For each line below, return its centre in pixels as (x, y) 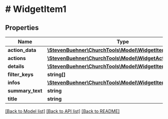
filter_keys (21, 74)
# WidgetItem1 (36, 9)
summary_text (25, 91)
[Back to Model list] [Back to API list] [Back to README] (62, 111)
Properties (22, 28)
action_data (22, 50)
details (16, 66)
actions (17, 58)
